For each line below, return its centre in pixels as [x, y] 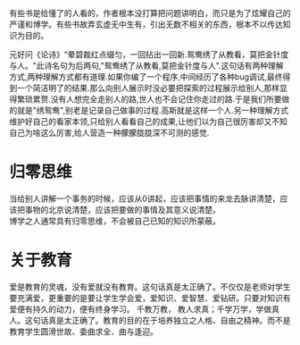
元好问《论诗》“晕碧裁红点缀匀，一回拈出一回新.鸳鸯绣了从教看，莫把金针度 [149, 55]
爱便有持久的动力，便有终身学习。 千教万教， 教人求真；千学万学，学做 [141, 309]
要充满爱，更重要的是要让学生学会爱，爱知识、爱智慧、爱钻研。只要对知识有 [150, 298]
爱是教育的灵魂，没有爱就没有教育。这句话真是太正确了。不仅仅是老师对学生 [150, 286]
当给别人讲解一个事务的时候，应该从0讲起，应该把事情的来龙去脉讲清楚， [145, 198]
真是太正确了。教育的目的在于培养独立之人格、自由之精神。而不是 [169, 320]
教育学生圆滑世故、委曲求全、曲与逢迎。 [83, 331]
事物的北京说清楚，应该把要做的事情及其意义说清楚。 [122, 209]
